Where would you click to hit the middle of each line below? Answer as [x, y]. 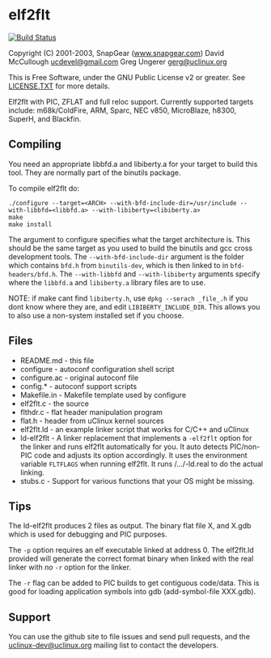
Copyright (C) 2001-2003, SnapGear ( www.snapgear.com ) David [116, 53]
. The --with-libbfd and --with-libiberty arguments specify [158, 274]
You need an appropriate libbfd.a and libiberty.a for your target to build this [133, 164]
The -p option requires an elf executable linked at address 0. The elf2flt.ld [131, 550]
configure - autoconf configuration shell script [97, 369]
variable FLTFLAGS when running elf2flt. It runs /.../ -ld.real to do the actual [142, 464]
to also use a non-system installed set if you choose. [96, 315]
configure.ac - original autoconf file [79, 378]
